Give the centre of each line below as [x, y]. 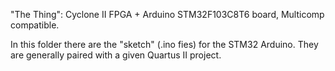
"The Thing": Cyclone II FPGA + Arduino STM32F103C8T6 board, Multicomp [167, 14]
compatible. [35, 25]
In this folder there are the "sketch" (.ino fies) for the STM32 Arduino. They [164, 44]
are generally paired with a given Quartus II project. [116, 55]
